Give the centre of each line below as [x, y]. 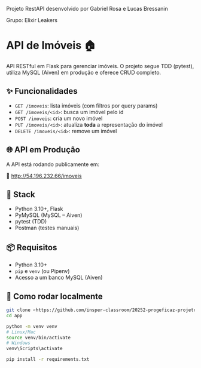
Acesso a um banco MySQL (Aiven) [59, 278]
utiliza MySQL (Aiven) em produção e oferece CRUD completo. [84, 72]
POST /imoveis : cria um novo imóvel [59, 118]
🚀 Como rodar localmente [54, 296]
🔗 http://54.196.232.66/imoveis [44, 176]
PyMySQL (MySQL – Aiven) [48, 215]
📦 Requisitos [32, 247]
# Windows [19, 343]
